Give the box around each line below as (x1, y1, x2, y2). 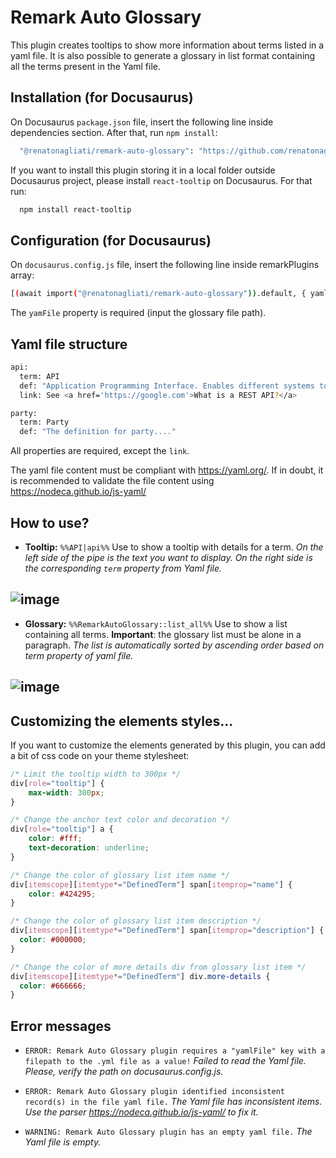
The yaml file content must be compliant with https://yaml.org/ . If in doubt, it (10, 464, 324, 476)
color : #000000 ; (19, 935, 87, 945)
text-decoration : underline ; (28, 843, 150, 853)
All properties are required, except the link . (10, 445, 190, 457)
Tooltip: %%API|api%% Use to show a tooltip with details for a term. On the (24, 541, 324, 553)
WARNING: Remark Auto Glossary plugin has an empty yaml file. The (24, 1126, 313, 1138)
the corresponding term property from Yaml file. (24, 562, 223, 574)
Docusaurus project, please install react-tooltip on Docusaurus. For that (10, 174, 313, 186)
